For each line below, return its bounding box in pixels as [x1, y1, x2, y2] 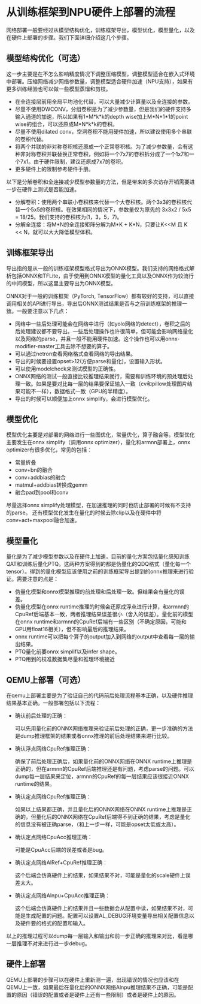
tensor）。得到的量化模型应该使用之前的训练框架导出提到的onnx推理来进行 [6, 568, 189, 575]
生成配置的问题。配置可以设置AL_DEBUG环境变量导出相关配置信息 [25, 912, 190, 919]
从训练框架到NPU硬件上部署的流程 [6, 5, 175, 19]
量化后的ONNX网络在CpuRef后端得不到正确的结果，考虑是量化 [35, 813, 191, 820]
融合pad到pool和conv [14, 489, 69, 496]
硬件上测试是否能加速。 [22, 185, 80, 192]
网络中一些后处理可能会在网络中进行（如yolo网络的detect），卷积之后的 [14, 320, 191, 327]
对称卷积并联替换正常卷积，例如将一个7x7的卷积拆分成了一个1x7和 [25, 150, 190, 158]
